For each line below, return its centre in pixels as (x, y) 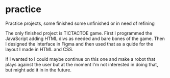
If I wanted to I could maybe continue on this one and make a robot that (80, 59)
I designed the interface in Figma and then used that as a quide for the (79, 44)
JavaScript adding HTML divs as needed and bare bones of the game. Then (85, 38)
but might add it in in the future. (38, 70)
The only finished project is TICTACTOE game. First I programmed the (79, 33)
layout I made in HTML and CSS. (39, 49)
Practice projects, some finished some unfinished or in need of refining (80, 23)
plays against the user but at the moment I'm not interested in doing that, (82, 64)
